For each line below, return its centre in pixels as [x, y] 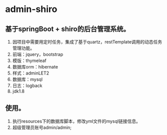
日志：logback [27, 85]
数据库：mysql [27, 79]
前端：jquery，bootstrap [38, 54]
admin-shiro [31, 9]
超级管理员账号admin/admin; [42, 127]
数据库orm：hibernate [35, 67]
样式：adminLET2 [31, 73]
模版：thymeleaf [29, 60]
